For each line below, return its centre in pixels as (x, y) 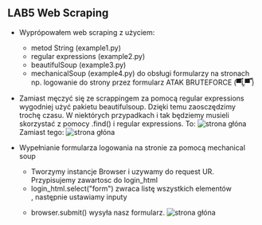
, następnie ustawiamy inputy (79, 197)
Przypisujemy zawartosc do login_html (94, 180)
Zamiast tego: (41, 132)
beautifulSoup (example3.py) (78, 65)
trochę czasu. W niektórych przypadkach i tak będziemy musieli (124, 115)
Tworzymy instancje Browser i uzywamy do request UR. (122, 172)
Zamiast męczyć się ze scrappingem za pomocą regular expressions (131, 98)
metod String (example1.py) (76, 48)
